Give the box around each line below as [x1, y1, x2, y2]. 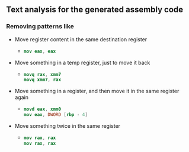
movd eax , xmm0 [23, 106, 61, 113]
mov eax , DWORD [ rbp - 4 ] [23, 112, 88, 118]
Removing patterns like [6, 22, 74, 31]
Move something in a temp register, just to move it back [14, 59, 150, 66]
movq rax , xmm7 [23, 71, 61, 77]
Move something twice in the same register [14, 123, 120, 130]
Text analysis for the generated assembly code [6, 5, 184, 15]
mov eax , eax [23, 48, 56, 54]
